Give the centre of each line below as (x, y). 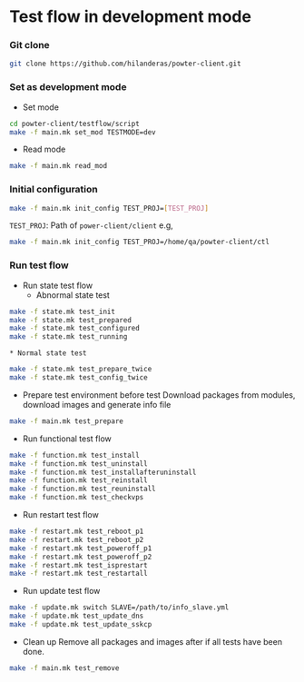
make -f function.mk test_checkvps (77, 498)
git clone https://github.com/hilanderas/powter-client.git (126, 64)
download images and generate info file (97, 404)
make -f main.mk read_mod (58, 166)
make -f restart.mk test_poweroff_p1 (81, 548)
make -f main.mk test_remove (64, 668)
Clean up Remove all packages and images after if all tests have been (152, 641)
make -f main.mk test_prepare (67, 421)
